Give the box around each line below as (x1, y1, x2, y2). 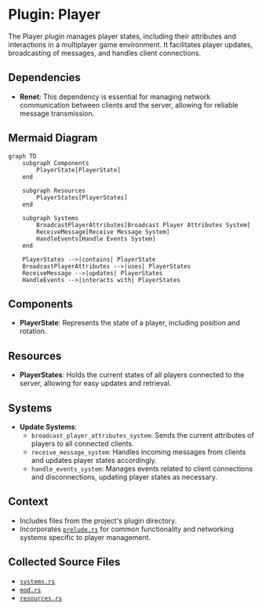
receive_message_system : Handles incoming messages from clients (31, 447, 246, 457)
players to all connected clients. (31, 439, 135, 448)
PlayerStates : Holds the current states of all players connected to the (19, 370, 245, 380)
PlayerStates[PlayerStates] (36, 193, 128, 201)
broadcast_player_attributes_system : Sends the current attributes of (31, 431, 255, 439)
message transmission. (19, 108, 95, 118)
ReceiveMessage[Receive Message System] (36, 228, 170, 236)
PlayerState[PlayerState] (36, 166, 122, 174)
